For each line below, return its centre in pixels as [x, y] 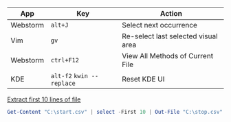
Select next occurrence [160, 25]
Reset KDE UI [143, 79]
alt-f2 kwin [69, 76]
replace [63, 83]
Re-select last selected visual [170, 36]
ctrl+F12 [65, 60]
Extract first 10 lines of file [44, 99]
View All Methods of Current [168, 56]
